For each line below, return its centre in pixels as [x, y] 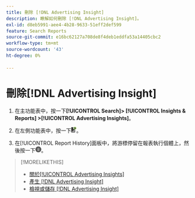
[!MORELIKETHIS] [42, 162]
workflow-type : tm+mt [32, 43]
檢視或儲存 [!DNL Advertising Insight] [74, 189]
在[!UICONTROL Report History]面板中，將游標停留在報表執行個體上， [99, 143]
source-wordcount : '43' [35, 50]
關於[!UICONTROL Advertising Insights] [77, 174]
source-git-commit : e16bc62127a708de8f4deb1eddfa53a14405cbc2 [83, 37]
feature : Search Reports [36, 31]
